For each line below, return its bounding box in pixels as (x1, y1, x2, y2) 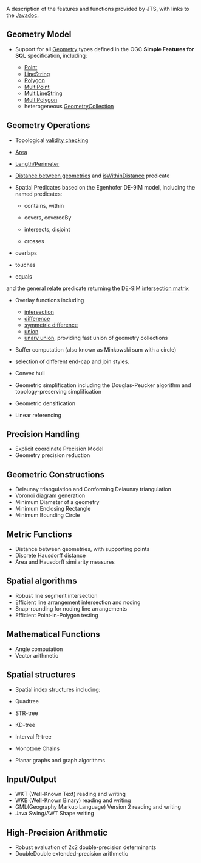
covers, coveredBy (24, 213, 72, 221)
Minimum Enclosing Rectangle (15, 505, 91, 513)
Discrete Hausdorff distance (15, 552, 86, 559)
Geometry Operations (6, 120, 90, 130)
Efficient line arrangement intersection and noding (15, 598, 141, 606)
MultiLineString (24, 90, 63, 97)
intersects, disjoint (24, 226, 70, 233)
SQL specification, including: (15, 52, 87, 59)
